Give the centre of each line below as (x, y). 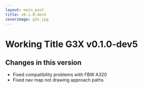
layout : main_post (25, 10)
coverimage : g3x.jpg (27, 19)
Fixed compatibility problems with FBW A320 (60, 75)
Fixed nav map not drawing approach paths (58, 80)
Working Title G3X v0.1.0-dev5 (71, 44)
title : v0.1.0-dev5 (26, 15)
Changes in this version (44, 63)
